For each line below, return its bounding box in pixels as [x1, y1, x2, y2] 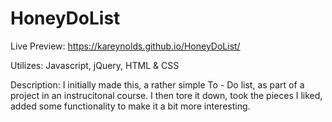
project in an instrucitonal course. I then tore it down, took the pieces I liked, [10, 89, 323, 101]
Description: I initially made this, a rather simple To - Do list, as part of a [10, 78, 305, 91]
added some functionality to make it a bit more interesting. [10, 100, 251, 112]
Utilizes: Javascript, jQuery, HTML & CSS [10, 59, 180, 71]
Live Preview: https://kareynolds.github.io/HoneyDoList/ [10, 40, 241, 52]
